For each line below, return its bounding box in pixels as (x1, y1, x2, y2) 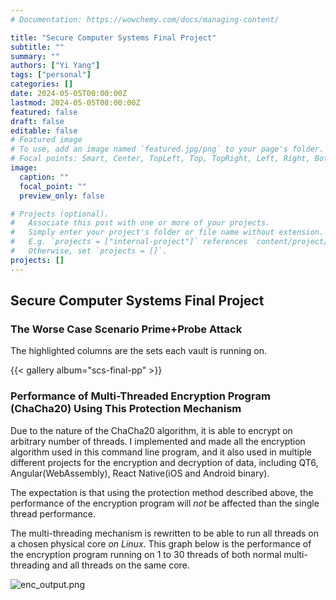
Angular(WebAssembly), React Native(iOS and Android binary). (10, 467, 270, 479)
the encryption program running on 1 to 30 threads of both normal (10, 548, 282, 560)
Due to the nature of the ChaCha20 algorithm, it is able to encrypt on (10, 424, 293, 436)
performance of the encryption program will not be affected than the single (10, 497, 320, 509)
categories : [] (10, 79, 74, 90)
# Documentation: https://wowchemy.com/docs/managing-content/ (10, 14, 280, 25)
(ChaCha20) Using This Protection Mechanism (10, 402, 242, 416)
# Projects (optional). (10, 209, 110, 219)
